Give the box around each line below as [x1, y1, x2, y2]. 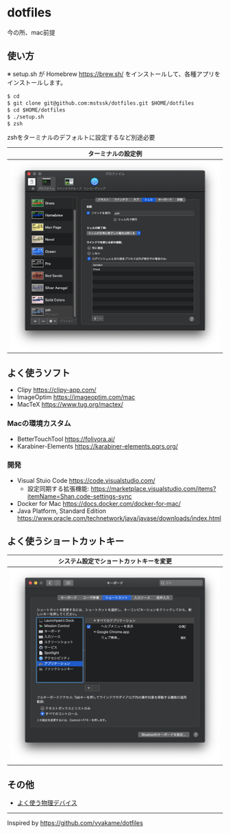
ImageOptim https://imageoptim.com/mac [16, 393, 136, 401]
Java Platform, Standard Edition [16, 507, 107, 515]
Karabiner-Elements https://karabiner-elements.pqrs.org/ [16, 442, 179, 450]
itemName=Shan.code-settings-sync [27, 492, 132, 501]
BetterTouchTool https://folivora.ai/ [16, 435, 115, 443]
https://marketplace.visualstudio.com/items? [90, 484, 217, 492]
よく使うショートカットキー [7, 535, 125, 547]
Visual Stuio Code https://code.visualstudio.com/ [16, 476, 155, 484]
